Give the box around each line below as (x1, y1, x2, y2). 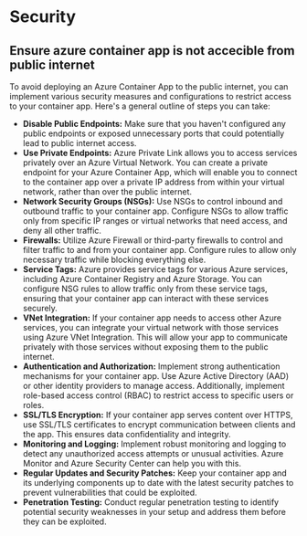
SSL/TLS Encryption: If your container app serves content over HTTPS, (22, 409, 293, 420)
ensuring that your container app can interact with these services (22, 293, 270, 303)
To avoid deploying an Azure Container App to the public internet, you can (9, 81, 289, 92)
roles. (22, 400, 45, 410)
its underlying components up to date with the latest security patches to (22, 478, 294, 488)
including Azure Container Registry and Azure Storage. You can (22, 274, 262, 284)
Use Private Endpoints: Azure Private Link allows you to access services (22, 148, 298, 158)
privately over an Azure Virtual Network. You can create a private (22, 157, 268, 168)
